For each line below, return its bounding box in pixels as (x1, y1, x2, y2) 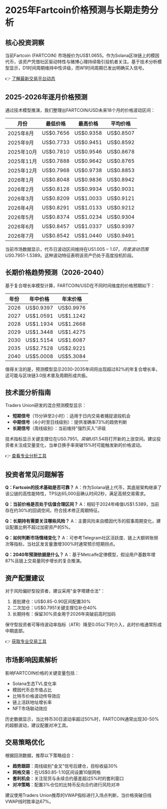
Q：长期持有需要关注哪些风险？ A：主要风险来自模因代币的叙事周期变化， (5, 518, 157, 524)
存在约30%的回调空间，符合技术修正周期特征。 (5, 507, 102, 513)
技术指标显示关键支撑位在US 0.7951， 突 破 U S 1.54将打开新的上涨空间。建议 (5, 436, 157, 442)
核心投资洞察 (5, 38, 45, 47)
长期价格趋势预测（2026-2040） (5, 268, 108, 277)
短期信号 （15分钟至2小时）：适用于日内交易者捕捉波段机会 (12, 413, 131, 419)
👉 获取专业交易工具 (5, 638, 47, 644)
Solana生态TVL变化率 (12, 680, 57, 687)
